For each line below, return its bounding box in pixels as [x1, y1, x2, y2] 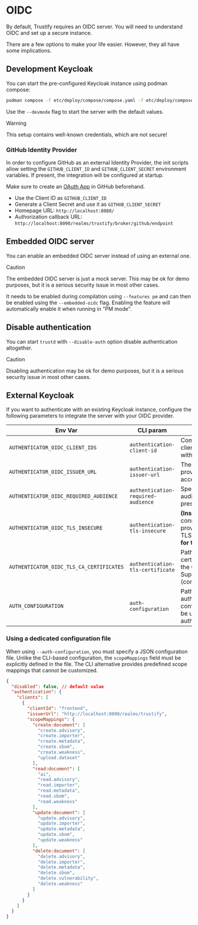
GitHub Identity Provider [6, 146, 78, 154]
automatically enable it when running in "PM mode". [6, 305, 132, 312]
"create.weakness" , [37, 749, 85, 755]
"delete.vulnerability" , [37, 875, 99, 881]
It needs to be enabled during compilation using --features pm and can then [6, 292, 192, 299]
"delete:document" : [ [32, 848, 85, 854]
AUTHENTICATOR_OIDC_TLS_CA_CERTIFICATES [9, 564, 124, 571]
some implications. [6, 47, 52, 54]
